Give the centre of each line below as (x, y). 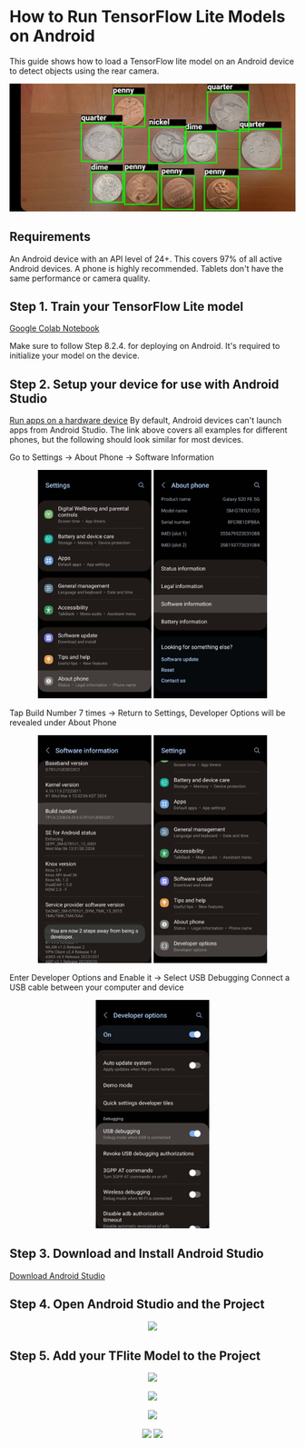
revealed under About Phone (63, 722)
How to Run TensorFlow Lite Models (148, 17)
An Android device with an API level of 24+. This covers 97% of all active (146, 259)
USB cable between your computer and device (97, 987)
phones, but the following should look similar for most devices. (127, 440)
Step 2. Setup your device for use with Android (144, 384)
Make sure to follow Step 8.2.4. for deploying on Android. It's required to (145, 346)
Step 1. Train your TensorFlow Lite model (127, 307)
